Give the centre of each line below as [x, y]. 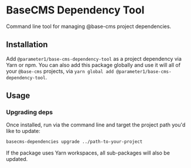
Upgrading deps [30, 113]
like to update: [23, 131]
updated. [17, 159]
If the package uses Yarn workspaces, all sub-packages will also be [88, 153]
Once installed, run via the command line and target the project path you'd [96, 125]
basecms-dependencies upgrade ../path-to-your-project [74, 142]
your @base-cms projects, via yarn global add [60, 71]
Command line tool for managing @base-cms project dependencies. [89, 26]
